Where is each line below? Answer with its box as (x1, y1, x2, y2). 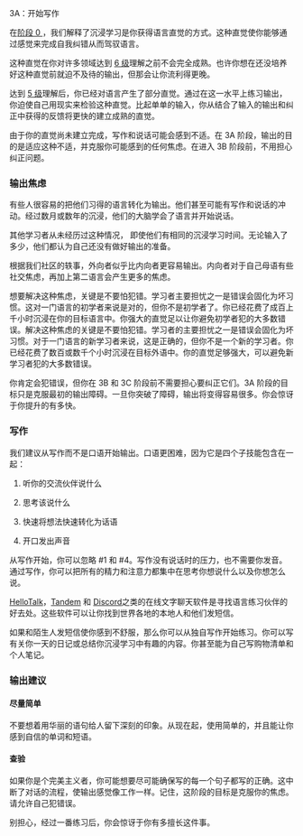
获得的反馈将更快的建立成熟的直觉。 (24, 111, 160, 121)
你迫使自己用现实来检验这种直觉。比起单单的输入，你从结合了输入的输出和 (9, 99, 286, 110)
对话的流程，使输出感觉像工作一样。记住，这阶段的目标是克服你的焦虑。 (24, 786, 294, 797)
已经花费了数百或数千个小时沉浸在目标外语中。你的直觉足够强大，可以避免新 (9, 347, 294, 358)
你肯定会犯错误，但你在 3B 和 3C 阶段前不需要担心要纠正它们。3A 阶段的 (9, 377, 281, 388)
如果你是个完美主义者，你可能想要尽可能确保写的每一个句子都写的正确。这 (9, 775, 286, 785)
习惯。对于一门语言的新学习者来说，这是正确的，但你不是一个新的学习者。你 (9, 336, 294, 347)
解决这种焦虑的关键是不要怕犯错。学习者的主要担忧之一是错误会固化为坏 (24, 324, 294, 336)
